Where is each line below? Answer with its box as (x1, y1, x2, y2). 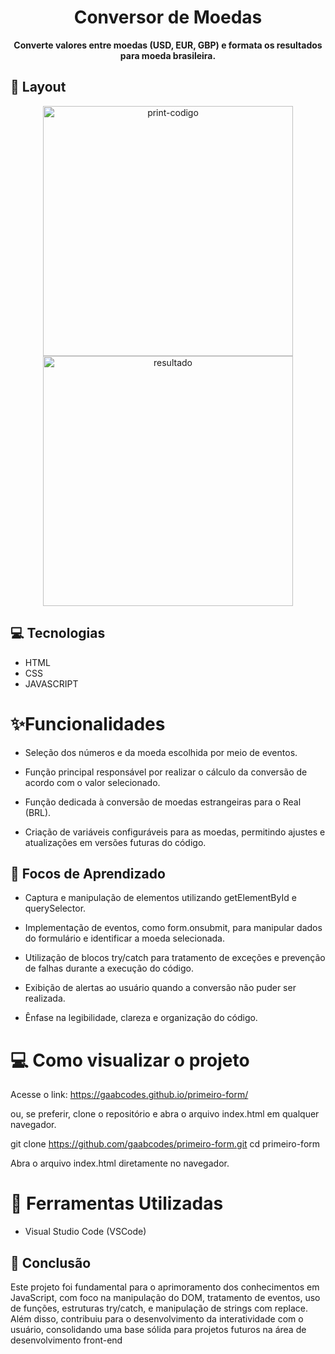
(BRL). (24, 806, 52, 818)
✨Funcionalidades (10, 712, 166, 735)
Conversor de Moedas (73, 6, 263, 29)
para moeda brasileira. (119, 49, 217, 61)
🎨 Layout (10, 79, 67, 96)
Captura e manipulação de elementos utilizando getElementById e (24, 892, 297, 904)
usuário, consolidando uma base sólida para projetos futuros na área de (10, 1324, 307, 1335)
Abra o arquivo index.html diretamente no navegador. (10, 1157, 230, 1170)
